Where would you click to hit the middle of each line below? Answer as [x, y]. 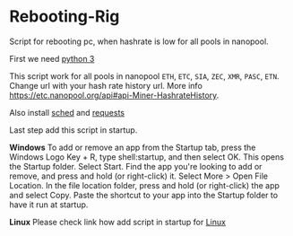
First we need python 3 [52, 58]
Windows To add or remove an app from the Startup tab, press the [133, 147]
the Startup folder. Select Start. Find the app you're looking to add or [136, 166]
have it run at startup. [49, 205]
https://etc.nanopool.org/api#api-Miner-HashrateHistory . [114, 95]
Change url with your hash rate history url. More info [106, 85]
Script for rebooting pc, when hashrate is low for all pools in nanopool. [139, 41]
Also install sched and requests [67, 112]
